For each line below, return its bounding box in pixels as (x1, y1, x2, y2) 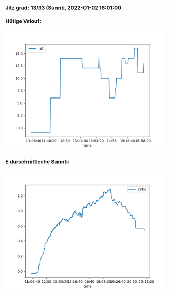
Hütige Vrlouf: (5, 17, 42, 24)
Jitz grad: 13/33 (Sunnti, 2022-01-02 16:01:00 (5, 4, 122, 11)
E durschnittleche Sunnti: (5, 158, 70, 165)
